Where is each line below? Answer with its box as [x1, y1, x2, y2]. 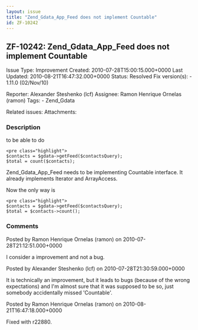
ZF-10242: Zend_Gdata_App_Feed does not [6, 41, 170, 52]
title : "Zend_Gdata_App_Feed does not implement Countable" [6, 14, 158, 20]
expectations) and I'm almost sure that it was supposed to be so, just [6, 283, 174, 290]
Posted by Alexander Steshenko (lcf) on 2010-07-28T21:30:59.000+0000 [6, 265, 185, 272]
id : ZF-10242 [6, 20, 38, 25]
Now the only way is [6, 187, 56, 194]
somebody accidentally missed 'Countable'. [6, 289, 113, 296]
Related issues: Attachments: [6, 108, 77, 116]
